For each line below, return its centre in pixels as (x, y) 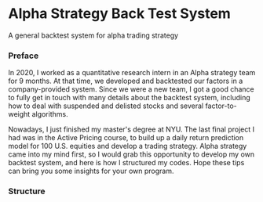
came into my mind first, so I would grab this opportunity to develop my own (131, 154)
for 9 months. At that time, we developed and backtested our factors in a (126, 81)
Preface (24, 56)
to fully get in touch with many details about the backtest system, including (130, 98)
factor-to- (221, 106)
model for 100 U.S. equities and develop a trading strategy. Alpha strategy (128, 146)
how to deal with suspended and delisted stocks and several (106, 106)
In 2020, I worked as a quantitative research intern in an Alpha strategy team (132, 73)
